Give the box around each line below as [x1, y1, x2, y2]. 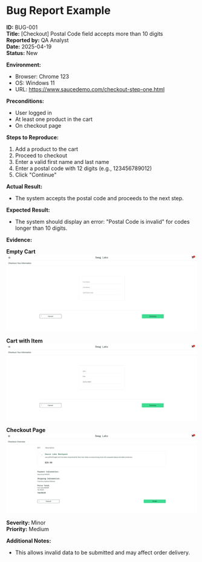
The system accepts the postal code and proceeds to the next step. [15, 194, 184, 201]
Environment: [6, 61, 41, 68]
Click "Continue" [15, 171, 57, 178]
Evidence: [6, 236, 32, 243]
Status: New [6, 49, 38, 56]
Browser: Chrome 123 [15, 73, 70, 80]
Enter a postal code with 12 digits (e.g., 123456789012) [15, 165, 152, 172]
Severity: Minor [6, 518, 46, 526]
